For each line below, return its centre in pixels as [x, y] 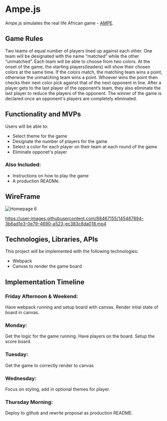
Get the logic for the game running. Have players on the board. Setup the [80, 336]
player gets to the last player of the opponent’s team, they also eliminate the [83, 88]
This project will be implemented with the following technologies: [72, 251]
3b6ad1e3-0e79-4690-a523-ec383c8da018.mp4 [56, 224]
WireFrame [23, 197]
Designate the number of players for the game [60, 141]
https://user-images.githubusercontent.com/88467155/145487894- [75, 218]
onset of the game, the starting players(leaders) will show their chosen [78, 66]
